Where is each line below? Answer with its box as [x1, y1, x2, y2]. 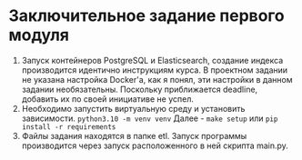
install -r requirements [21, 122, 116, 132]
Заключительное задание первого [8, 5, 286, 26]
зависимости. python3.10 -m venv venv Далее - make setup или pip [21, 113, 278, 124]
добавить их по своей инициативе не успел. [21, 93, 195, 105]
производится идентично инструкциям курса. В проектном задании [21, 65, 288, 75]
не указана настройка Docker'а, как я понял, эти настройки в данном [21, 74, 293, 85]
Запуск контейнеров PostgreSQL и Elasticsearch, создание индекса [21, 55, 284, 65]
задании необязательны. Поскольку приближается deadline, [21, 84, 258, 95]
